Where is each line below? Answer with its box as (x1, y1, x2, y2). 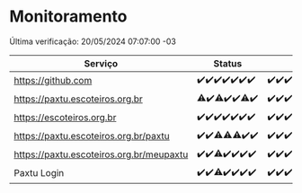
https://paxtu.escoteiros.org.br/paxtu (13, 130, 171, 143)
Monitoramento (9, 6, 128, 27)
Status (213, 57, 243, 69)
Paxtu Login (13, 167, 65, 180)
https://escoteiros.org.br (13, 111, 117, 124)
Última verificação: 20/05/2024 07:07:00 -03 (9, 36, 177, 47)
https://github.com (13, 75, 93, 87)
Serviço (84, 57, 119, 69)
